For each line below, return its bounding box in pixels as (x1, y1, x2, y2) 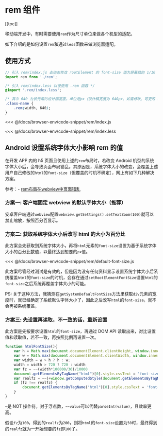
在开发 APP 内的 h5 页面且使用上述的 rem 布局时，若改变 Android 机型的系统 (5, 157, 154, 163)
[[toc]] (5, 20, 18, 27)
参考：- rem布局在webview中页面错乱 (5, 186, 81, 192)
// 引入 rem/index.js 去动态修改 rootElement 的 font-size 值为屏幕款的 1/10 (5, 70, 156, 75)
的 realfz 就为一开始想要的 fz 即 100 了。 (5, 426, 80, 432)
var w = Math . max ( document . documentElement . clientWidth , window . (14, 353, 149, 358)
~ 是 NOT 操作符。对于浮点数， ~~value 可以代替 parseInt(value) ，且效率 (5, 403, 147, 409)
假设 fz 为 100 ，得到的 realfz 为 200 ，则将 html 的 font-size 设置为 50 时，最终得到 (5, 419, 158, 425)
